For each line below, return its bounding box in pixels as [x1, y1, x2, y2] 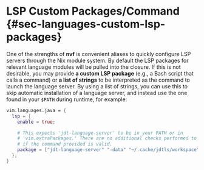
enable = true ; [17, 119, 56, 125]
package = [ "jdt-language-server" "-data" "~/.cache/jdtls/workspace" [17, 147, 200, 153]
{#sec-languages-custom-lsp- [6, 17, 166, 31]
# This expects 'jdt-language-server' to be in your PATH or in [17, 130, 183, 136]
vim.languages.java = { [6, 107, 67, 113]
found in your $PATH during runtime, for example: [6, 96, 127, 103]
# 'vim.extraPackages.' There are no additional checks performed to [17, 135, 197, 141]
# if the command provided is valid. [17, 141, 113, 147]
